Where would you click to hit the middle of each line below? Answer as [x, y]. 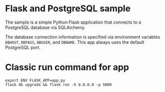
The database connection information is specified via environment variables [82, 37]
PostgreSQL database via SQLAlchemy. [45, 27]
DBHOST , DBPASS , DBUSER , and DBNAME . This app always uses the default [75, 42]
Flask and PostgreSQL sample [68, 9]
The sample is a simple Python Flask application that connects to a [73, 22]
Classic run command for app [67, 67]
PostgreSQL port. [23, 47]
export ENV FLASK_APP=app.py [35, 80]
